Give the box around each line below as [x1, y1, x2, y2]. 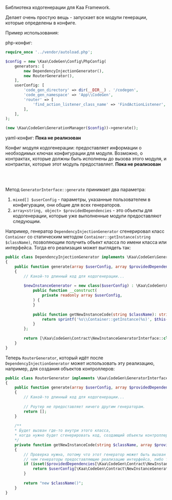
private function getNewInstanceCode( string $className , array [14, 442, 153, 448]
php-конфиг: [5, 40, 32, 46]
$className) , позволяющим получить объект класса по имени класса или [5, 239, 167, 246]
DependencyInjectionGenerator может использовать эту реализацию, [5, 360, 155, 366]
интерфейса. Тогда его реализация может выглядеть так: [5, 245, 132, 251]
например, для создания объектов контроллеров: [5, 365, 115, 372]
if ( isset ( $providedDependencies [24, 461, 95, 467]
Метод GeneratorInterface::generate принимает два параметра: [5, 187, 146, 193]
